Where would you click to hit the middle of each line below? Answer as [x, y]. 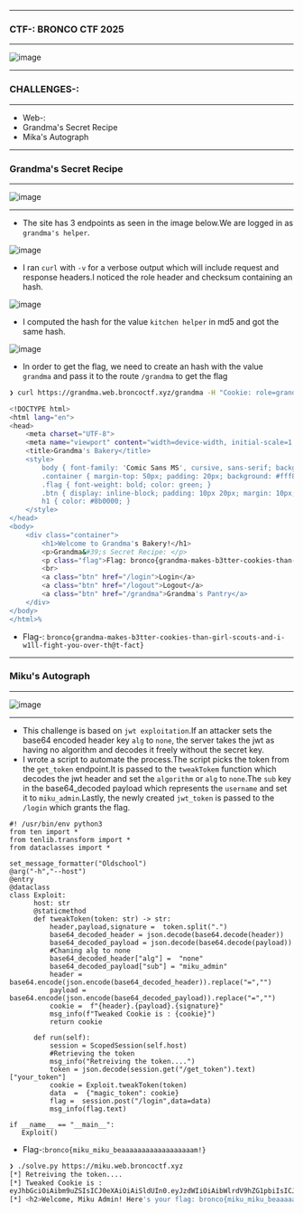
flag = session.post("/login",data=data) [130, 1101]
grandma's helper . [56, 232]
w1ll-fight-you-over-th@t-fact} [83, 645]
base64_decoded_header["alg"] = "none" [126, 958]
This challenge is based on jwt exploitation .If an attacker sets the [147, 730]
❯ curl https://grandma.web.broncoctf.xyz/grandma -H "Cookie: [131, 393]
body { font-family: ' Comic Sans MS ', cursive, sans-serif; [157, 468]
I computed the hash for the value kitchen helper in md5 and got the [151, 321]
